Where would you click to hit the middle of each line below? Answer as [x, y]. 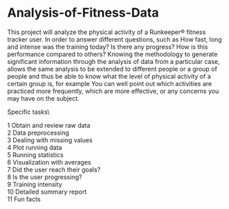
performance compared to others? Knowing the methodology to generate [112, 54]
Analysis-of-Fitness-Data [83, 13]
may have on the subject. [44, 98]
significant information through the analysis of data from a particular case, [114, 61]
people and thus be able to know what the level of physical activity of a [109, 76]
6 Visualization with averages [49, 162]
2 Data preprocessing [38, 133]
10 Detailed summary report [47, 192]
